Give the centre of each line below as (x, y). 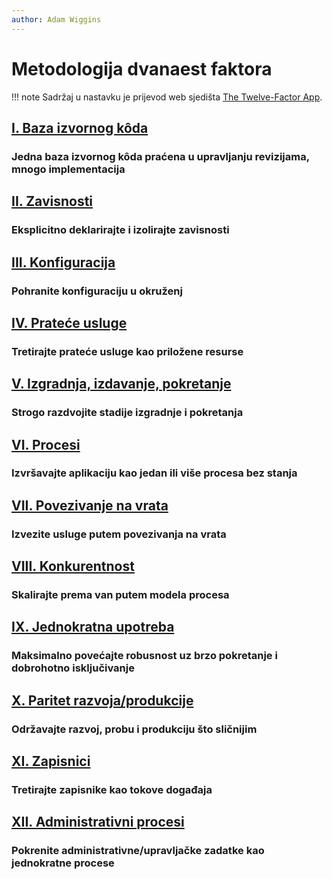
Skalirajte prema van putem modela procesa (120, 595)
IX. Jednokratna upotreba (93, 627)
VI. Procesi (46, 444)
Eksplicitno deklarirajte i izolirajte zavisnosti (120, 230)
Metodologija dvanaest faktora (142, 68)
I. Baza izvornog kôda (80, 127)
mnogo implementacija (68, 169)
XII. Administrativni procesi (98, 822)
